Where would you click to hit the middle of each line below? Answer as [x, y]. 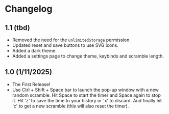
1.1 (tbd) [17, 28]
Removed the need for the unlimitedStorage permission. [71, 40]
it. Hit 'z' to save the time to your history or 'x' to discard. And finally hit [87, 100]
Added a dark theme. [34, 51]
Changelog [29, 9]
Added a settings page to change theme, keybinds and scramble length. [88, 56]
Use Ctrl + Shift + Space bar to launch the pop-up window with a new [85, 90]
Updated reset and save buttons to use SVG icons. [65, 45]
